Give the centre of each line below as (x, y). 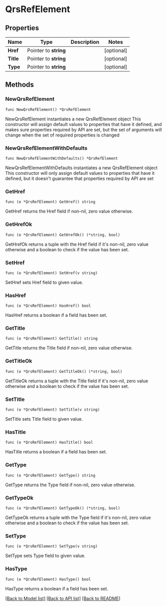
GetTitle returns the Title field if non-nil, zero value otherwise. (69, 348)
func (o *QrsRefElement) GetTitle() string (52, 339)
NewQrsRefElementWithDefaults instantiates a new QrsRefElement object (81, 168)
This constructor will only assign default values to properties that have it (80, 173)
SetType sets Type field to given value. (45, 556)
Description (85, 42)
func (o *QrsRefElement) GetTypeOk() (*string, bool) (63, 508)
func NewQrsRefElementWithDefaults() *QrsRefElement (62, 158)
